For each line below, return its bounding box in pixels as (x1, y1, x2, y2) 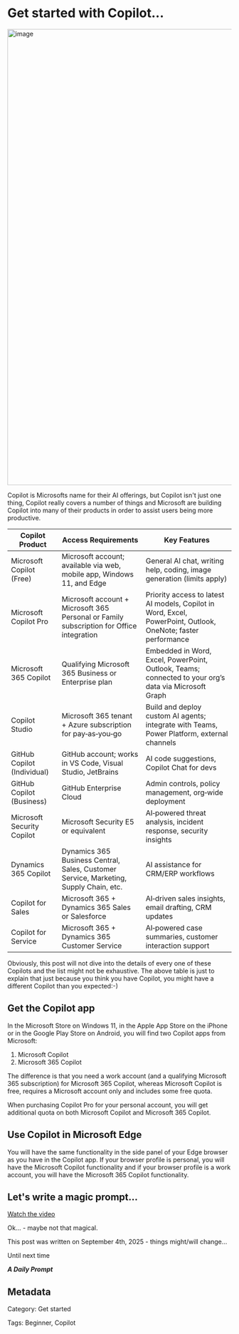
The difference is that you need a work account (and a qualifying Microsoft (7, 1071, 227, 1080)
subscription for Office (61, 621, 137, 631)
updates (145, 911, 173, 921)
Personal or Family (61, 611, 124, 621)
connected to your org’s (145, 672, 225, 682)
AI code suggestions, (145, 753, 216, 763)
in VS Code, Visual (61, 758, 123, 767)
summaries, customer (145, 931, 218, 941)
